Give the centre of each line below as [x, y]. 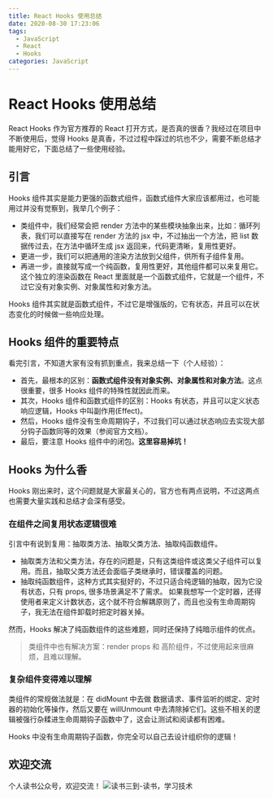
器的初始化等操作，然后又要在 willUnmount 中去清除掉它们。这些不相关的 [131, 708]
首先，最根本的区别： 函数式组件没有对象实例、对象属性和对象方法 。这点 [141, 380]
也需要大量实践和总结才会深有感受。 [69, 501]
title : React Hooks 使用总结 [55, 16]
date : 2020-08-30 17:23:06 [54, 24]
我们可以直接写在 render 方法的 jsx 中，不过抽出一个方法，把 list [142, 235]
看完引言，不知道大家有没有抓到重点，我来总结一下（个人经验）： [117, 363]
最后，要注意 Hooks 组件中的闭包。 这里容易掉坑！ [104, 441]
